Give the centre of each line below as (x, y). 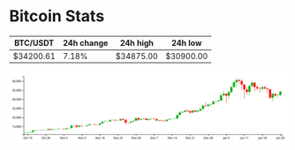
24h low (186, 43)
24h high (137, 43)
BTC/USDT (34, 43)
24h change (86, 43)
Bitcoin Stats (57, 16)
